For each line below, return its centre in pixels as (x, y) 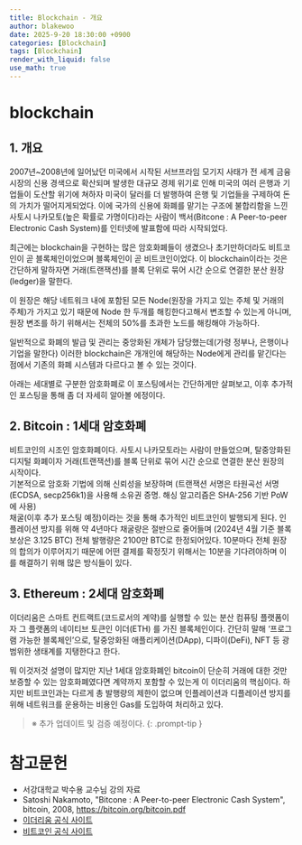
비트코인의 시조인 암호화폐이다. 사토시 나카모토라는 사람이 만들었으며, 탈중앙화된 (150, 450)
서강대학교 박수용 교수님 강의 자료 (82, 790)
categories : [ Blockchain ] (58, 43)
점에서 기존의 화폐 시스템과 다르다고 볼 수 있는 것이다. (103, 364)
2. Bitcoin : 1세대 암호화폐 (78, 427)
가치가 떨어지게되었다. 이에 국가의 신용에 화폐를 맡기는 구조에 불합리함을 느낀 (153, 205)
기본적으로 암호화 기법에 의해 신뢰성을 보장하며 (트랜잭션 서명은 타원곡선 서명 (144, 483)
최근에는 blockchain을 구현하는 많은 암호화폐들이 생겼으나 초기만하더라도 (138, 247)
